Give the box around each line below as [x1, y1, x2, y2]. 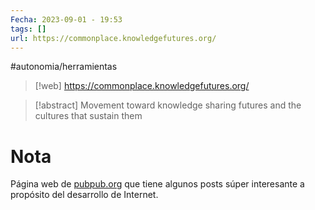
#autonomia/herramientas [10, 61, 118, 73]
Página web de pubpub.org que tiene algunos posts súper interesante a [10, 178, 305, 190]
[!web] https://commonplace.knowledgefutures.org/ [34, 80, 250, 92]
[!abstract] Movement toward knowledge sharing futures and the [34, 99, 302, 111]
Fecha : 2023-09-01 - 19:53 [10, 14, 123, 25]
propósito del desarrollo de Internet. [10, 189, 159, 201]
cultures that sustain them [34, 110, 143, 122]
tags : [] [10, 24, 47, 34]
